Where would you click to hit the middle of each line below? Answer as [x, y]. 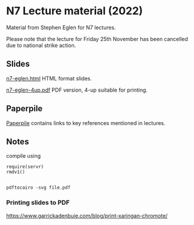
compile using [24, 156]
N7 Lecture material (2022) [75, 11]
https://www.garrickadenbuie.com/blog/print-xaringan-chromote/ [87, 215]
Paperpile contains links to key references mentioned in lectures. [86, 123]
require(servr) [25, 167]
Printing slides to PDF [38, 202]
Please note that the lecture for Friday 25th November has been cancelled [97, 39]
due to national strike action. [41, 45]
